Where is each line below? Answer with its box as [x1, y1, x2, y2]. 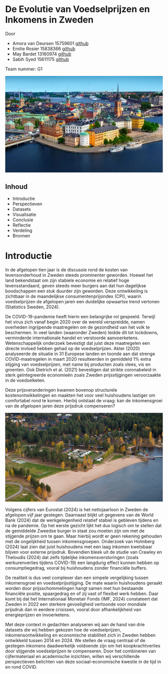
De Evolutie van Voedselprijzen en [5, 3, 150, 15]
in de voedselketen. [5, 377, 46, 383]
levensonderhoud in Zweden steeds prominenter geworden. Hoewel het [5, 272, 153, 278]
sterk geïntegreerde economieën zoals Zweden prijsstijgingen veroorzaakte [5, 372, 161, 378]
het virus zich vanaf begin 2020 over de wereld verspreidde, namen [5, 319, 145, 325]
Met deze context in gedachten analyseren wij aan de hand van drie [5, 621, 145, 628]
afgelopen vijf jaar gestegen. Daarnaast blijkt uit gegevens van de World [5, 512, 154, 518]
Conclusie [12, 217, 33, 223]
